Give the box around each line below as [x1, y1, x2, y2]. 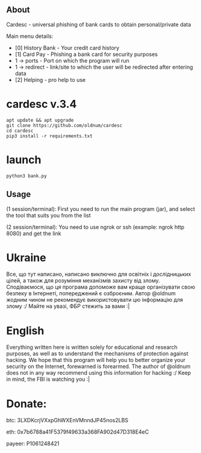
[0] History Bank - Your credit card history [14, 44, 120, 51]
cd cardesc [6, 128, 34, 134]
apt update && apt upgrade [6, 117, 74, 123]
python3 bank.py [6, 173, 47, 179]
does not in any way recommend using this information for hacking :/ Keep [6, 369, 191, 376]
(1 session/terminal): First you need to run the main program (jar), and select [6, 205, 196, 213]
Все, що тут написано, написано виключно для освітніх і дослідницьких [6, 270, 191, 278]
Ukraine [6, 251, 46, 264]
